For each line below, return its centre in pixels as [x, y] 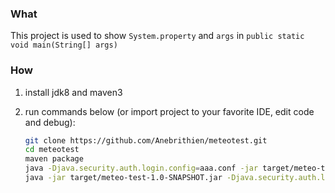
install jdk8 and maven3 [73, 92]
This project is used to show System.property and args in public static [157, 36]
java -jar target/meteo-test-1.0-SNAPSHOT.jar [123, 178]
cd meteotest [52, 150]
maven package [54, 159]
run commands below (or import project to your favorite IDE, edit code [169, 111]
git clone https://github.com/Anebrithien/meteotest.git [146, 140]
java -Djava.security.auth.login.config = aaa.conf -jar [141, 168]
